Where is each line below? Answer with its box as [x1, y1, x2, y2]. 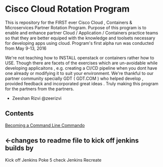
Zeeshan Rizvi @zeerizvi [12, 95, 62, 101]
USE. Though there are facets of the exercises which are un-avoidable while [5, 60, 158, 66]
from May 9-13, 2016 [5, 45, 47, 51]
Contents [5, 110, 34, 118]
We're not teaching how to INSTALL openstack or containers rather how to [5, 55, 154, 60]
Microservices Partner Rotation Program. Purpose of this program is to [5, 24, 147, 30]
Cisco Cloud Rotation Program [5, 3, 130, 15]
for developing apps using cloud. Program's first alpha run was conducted [5, 40, 154, 46]
